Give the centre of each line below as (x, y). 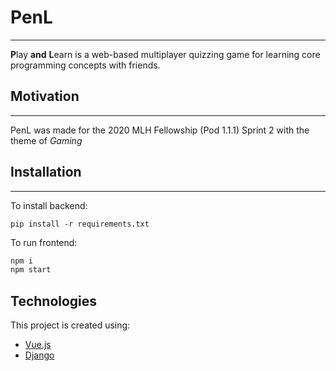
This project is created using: (70, 325)
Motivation (45, 96)
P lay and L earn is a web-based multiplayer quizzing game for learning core (165, 54)
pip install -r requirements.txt (80, 224)
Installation (46, 172)
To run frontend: (44, 242)
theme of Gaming (46, 140)
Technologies (54, 301)
